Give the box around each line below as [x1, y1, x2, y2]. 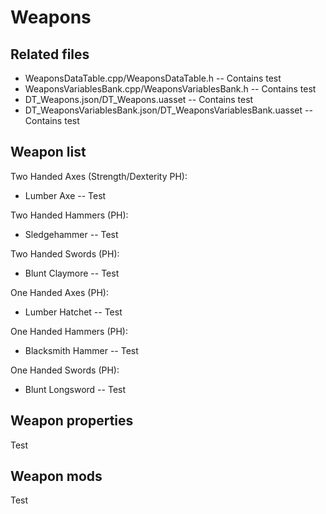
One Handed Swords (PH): [10, 364, 120, 376]
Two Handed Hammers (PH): [10, 209, 129, 221]
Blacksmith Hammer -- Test [24, 344, 139, 356]
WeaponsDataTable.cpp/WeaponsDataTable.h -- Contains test [24, 72, 282, 84]
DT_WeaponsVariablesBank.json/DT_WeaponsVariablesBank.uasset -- [24, 104, 313, 116]
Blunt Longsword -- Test [24, 383, 127, 395]
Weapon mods [10, 468, 103, 485]
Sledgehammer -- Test [24, 228, 119, 240]
